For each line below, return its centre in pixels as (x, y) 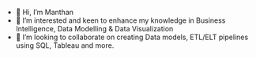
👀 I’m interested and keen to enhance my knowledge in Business (120, 20)
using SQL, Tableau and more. (65, 45)
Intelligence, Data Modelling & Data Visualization (94, 29)
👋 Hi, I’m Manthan (44, 12)
